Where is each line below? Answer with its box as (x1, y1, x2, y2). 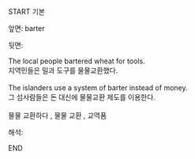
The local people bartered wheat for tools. (8, 56, 145, 66)
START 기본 (8, 7, 46, 16)
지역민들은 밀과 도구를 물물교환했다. (8, 66, 118, 75)
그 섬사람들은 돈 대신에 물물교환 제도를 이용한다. (8, 93, 156, 101)
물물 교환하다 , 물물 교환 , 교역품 (8, 111, 107, 120)
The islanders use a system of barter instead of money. (8, 83, 188, 93)
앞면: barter (8, 24, 45, 33)
